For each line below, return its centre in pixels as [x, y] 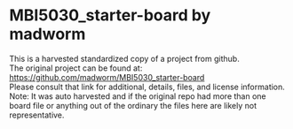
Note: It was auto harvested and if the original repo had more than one [138, 96]
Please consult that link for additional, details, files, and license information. [147, 87]
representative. [37, 115]
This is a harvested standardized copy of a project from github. [124, 58]
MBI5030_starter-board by [110, 15]
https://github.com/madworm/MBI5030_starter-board [107, 77]
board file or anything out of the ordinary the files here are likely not [133, 105]
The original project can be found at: [76, 68]
